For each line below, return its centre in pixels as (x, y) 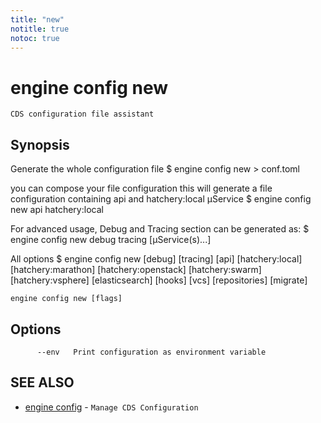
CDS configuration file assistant (82, 114)
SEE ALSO (42, 382)
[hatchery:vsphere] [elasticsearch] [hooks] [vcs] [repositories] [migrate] (159, 280)
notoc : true (35, 38)
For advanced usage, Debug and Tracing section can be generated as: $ (160, 229)
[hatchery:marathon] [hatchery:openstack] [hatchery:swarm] (136, 270)
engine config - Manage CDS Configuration (111, 407)
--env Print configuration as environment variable (151, 352)
